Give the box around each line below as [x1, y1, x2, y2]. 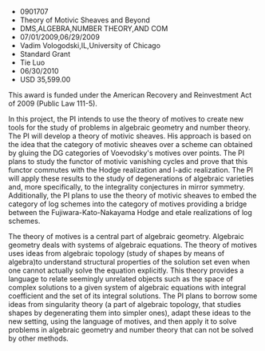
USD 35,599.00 [19, 75, 71, 84]
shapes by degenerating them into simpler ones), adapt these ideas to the [8, 308, 251, 317]
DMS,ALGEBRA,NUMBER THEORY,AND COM [19, 24, 168, 33]
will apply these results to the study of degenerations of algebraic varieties [8, 174, 255, 183]
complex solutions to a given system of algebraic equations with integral [8, 283, 246, 292]
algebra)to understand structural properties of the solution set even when [8, 257, 250, 266]
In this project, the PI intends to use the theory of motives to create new [8, 114, 244, 123]
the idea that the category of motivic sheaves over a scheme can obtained [8, 140, 253, 149]
